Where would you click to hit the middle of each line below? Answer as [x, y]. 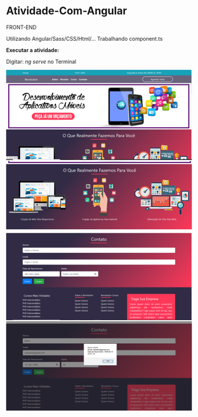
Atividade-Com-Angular [67, 11]
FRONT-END [22, 27]
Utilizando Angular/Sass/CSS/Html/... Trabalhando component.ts [85, 38]
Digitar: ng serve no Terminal [41, 61]
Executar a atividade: [33, 50]
